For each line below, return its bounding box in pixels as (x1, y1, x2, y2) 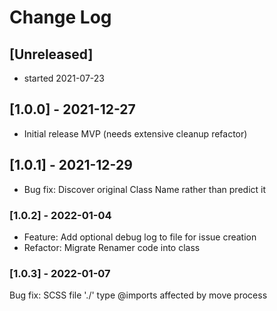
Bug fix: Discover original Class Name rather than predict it (23, 183, 267, 195)
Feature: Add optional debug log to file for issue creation (23, 231, 257, 243)
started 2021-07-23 (23, 72, 105, 84)
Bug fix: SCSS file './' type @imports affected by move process (9, 289, 268, 301)
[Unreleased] (9, 46, 94, 63)
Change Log (9, 6, 112, 29)
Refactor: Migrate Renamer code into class (23, 241, 201, 253)
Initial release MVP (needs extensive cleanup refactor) (23, 127, 248, 140)
